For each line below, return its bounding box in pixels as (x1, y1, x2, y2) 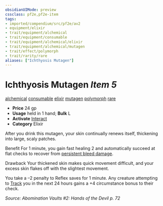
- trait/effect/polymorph (5, 49, 58, 53)
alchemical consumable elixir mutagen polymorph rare (5, 96, 116, 102)
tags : (5, 16, 16, 21)
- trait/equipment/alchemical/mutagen (5, 44, 85, 49)
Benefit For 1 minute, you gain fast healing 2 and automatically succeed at (5, 146, 156, 152)
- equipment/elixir (5, 26, 45, 31)
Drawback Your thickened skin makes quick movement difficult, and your (5, 160, 154, 166)
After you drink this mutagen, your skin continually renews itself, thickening (5, 131, 158, 137)
